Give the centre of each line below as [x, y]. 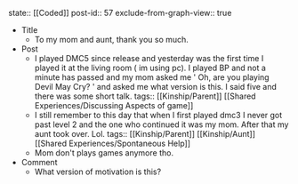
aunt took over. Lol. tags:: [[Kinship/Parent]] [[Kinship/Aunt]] [145, 134]
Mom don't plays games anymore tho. [104, 153]
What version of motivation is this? [98, 172]
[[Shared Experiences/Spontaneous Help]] [113, 143]
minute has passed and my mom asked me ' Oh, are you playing [152, 77]
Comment [39, 162]
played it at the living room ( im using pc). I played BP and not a [150, 68]
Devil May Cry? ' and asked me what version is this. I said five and [156, 87]
